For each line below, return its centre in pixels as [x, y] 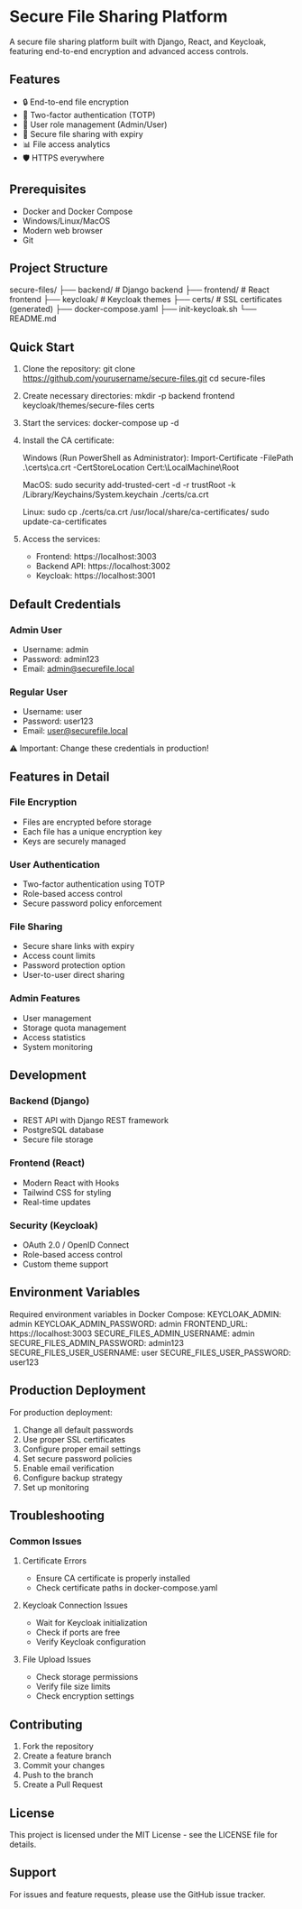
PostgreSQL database [63, 1130]
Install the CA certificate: [68, 440]
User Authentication [55, 864]
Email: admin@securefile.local [78, 669]
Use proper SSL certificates [74, 1439]
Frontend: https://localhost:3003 [96, 557]
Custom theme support [65, 1264]
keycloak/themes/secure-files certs [88, 406]
